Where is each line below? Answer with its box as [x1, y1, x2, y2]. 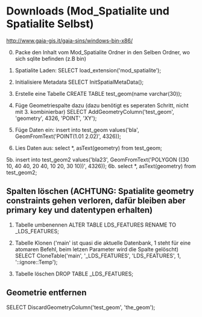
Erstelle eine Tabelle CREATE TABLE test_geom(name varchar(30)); [14, 90, 182, 97]
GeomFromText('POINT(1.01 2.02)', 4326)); [14, 133, 122, 140]
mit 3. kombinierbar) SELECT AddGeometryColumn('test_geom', [14, 108, 175, 115]
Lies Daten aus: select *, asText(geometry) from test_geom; [14, 144, 162, 151]
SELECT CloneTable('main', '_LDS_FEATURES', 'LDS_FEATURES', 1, [14, 252, 181, 259]
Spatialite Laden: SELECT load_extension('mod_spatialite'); [14, 66, 162, 74]
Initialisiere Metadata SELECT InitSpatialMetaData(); [14, 78, 144, 86]
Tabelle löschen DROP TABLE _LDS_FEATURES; [14, 270, 134, 277]
